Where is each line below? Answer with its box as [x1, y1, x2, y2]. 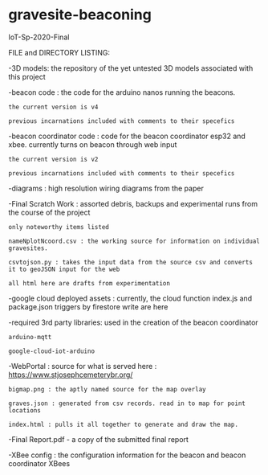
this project [8, 72, 46, 81]
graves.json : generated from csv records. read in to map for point [8, 399, 246, 407]
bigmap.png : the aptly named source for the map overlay [8, 385, 206, 393]
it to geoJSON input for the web [8, 265, 120, 273]
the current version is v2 [8, 155, 99, 163]
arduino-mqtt [8, 333, 52, 341]
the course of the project [8, 207, 91, 217]
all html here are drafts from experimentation [8, 279, 171, 287]
